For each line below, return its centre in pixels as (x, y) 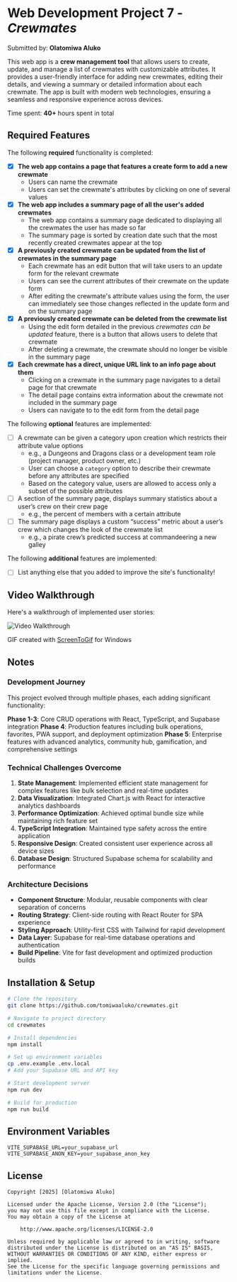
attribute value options (50, 446)
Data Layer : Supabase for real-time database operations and (106, 938)
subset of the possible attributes (75, 491)
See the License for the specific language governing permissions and (114, 1267)
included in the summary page (73, 403)
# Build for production (42, 1102)
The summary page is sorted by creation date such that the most (123, 235)
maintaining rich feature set (58, 821)
